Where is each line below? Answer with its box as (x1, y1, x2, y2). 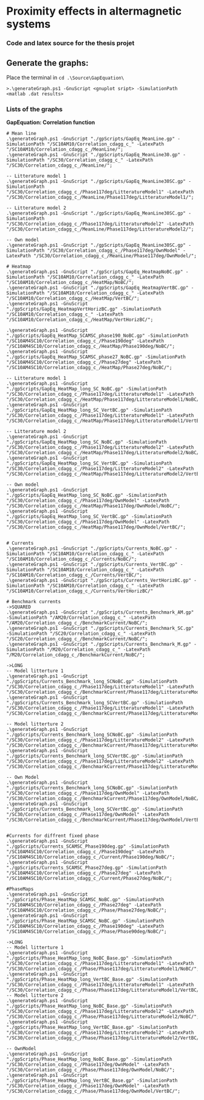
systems (6, 17, 51, 31)
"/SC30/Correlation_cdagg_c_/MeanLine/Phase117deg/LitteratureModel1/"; (6, 195, 194, 201)
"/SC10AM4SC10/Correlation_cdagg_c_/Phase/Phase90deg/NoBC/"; (6, 929, 167, 935)
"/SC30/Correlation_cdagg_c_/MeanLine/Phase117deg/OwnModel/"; (33, 253, 197, 259)
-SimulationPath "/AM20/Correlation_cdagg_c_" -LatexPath (6, 615, 156, 621)
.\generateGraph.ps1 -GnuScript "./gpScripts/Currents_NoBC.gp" (6, 545, 172, 552)
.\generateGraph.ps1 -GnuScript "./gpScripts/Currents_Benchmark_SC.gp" (6, 625, 194, 632)
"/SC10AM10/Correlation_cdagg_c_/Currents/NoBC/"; (6, 556, 137, 562)
